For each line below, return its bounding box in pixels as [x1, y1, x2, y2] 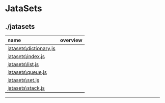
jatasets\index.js [7, 53, 45, 60]
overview [60, 37, 82, 43]
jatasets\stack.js [7, 85, 45, 91]
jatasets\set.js [7, 77, 40, 83]
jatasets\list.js [7, 61, 39, 67]
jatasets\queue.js [7, 69, 47, 76]
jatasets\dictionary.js [7, 45, 55, 52]
